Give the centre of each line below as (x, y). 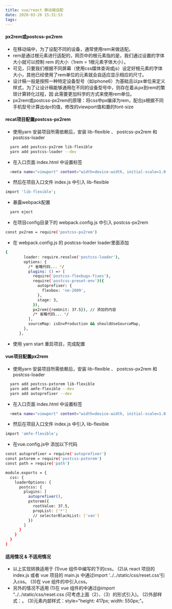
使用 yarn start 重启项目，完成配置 (49, 343)
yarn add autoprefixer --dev (41, 393)
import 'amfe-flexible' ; (32, 434)
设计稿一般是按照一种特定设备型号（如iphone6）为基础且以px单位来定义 (89, 81)
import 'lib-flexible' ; (31, 192)
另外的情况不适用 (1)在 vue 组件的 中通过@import (64, 588)
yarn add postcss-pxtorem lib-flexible (52, 384)
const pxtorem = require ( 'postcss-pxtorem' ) (53, 459)
